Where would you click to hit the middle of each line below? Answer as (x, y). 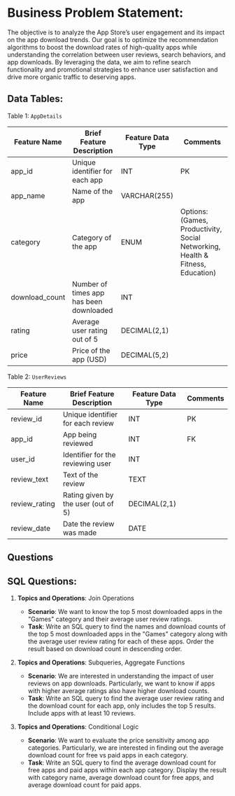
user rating (90, 330)
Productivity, (201, 229)
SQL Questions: (42, 581)
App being (80, 434)
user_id (23, 459)
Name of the (93, 191)
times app (88, 293)
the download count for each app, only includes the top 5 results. (122, 706)
